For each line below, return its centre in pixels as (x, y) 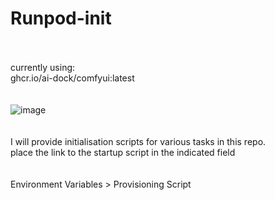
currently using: (43, 67)
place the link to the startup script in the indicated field (123, 152)
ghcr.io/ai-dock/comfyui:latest (72, 78)
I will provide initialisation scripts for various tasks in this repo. (138, 141)
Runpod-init (61, 18)
